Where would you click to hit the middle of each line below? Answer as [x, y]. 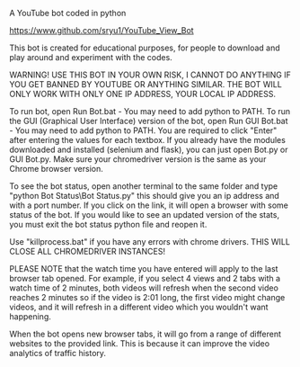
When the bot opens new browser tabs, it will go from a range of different [145, 334]
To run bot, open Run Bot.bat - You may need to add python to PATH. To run [150, 111]
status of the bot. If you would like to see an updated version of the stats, [145, 215]
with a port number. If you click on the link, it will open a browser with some [149, 205]
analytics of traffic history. [57, 353]
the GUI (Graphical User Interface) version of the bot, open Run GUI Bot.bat [149, 121]
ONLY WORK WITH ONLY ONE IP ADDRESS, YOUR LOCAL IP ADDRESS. [143, 94]
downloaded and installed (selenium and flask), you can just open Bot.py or [149, 149]
